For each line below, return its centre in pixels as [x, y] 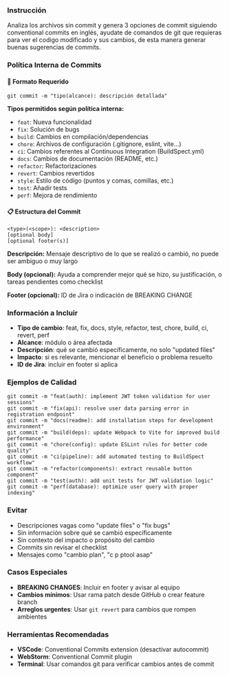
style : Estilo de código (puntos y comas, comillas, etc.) [95, 180]
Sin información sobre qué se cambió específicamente [94, 532]
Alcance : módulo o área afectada [65, 342]
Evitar [17, 510]
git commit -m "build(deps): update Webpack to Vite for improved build [113, 433]
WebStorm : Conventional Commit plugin [75, 657]
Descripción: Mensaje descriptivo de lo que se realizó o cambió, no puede [113, 253]
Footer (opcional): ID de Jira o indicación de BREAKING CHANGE [100, 295]
